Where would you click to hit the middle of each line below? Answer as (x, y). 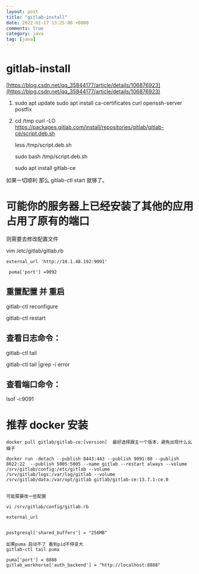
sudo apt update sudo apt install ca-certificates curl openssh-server (98, 103)
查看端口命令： (34, 384)
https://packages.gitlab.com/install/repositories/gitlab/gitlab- (89, 127)
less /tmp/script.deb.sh (43, 145)
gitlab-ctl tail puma (33, 550)
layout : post (22, 12)
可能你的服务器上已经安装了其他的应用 (100, 206)
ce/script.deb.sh (35, 133)
